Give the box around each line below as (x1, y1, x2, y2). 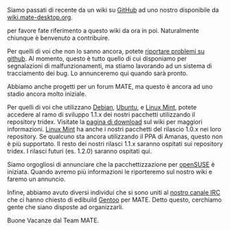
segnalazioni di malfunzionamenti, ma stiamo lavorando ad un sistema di (7, 62, 212, 70)
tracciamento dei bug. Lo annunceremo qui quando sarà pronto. (7, 69, 188, 77)
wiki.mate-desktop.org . (7, 13, 73, 21)
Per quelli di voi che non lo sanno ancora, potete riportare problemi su (7, 48, 205, 55)
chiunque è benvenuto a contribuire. (7, 34, 110, 42)
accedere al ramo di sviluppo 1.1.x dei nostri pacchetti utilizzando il (7, 110, 196, 118)
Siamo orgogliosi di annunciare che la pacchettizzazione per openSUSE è (7, 160, 215, 168)
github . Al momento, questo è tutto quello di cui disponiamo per (7, 54, 187, 63)
